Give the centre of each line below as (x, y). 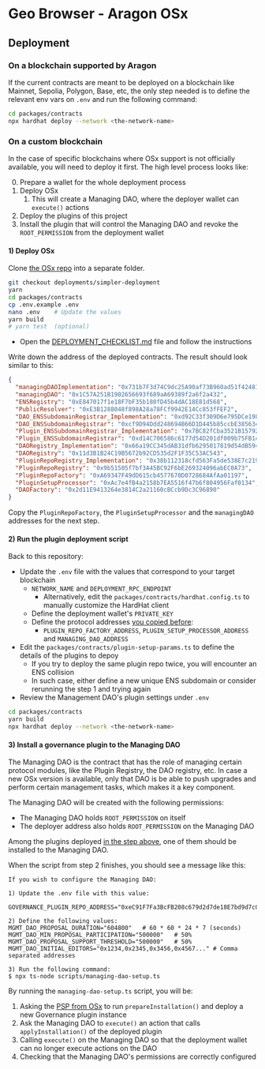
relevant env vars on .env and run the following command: (103, 99)
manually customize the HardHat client (106, 606)
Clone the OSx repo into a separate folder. (77, 268)
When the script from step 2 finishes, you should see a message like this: (127, 865)
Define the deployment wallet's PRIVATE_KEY (102, 613)
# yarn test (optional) (49, 327)
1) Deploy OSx (32, 250)
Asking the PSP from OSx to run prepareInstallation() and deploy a (131, 1007)
